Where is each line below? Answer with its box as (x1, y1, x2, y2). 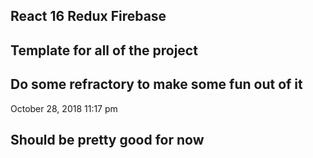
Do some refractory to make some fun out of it (10, 76, 303, 93)
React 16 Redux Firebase (10, 8, 167, 25)
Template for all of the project (10, 42, 198, 59)
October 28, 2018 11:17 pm (10, 102, 118, 114)
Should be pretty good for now (10, 131, 205, 148)
